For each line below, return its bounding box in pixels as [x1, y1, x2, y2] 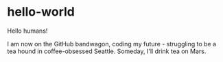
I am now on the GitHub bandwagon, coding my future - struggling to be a [7, 40, 217, 48]
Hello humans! [7, 27, 48, 35]
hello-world [7, 4, 75, 20]
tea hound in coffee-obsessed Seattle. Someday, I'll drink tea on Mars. [7, 47, 207, 55]
